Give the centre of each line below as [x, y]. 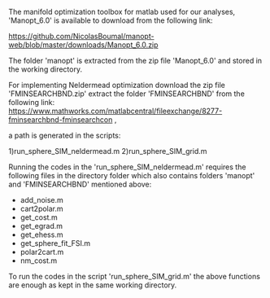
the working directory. [46, 69]
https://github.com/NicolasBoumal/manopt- [81, 36]
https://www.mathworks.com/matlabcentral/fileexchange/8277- [115, 111]
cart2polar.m [41, 208]
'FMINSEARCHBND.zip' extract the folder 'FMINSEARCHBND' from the [127, 94]
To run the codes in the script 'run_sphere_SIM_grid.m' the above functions [134, 276]
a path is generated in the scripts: [65, 135]
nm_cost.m [39, 261]
